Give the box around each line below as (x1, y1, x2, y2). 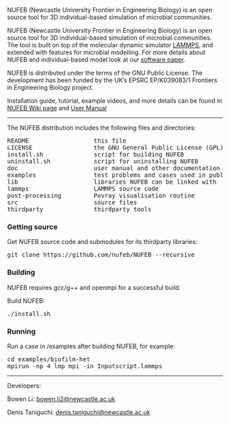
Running (7, 326, 36, 336)
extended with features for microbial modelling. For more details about (7, 48, 205, 56)
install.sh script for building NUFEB (7, 151, 185, 158)
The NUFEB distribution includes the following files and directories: (7, 123, 196, 132)
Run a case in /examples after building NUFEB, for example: (7, 342, 176, 350)
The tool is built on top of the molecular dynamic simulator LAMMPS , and (7, 41, 214, 49)
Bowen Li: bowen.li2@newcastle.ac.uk (7, 394, 116, 403)
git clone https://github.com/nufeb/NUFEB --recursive (7, 251, 195, 259)
